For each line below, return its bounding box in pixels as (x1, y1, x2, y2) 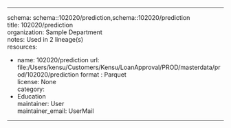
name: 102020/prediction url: (16, 56, 100, 64)
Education (16, 92, 46, 100)
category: (16, 85, 45, 93)
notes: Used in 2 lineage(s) (7, 36, 84, 43)
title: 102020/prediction (7, 21, 74, 29)
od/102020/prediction (16, 71, 79, 79)
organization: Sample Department (7, 28, 103, 36)
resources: (7, 42, 38, 51)
